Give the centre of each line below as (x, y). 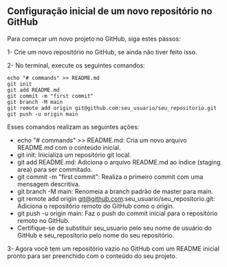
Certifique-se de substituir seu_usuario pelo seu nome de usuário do (114, 228)
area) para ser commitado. (55, 169)
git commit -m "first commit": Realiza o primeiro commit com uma (110, 177)
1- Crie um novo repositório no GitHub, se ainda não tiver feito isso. (102, 52)
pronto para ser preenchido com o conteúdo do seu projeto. (92, 256)
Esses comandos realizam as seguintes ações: (73, 127)
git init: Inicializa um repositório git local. (74, 155)
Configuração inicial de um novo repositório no (110, 11)
